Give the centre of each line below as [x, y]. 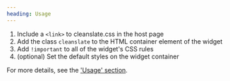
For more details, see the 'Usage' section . [67, 70]
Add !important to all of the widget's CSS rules [85, 49]
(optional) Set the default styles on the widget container [98, 56]
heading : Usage [29, 14]
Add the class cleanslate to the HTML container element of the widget [120, 41]
